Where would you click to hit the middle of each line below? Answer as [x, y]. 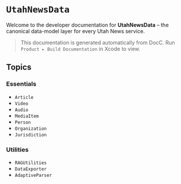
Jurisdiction [31, 135]
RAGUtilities [31, 163]
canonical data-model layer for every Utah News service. [75, 31]
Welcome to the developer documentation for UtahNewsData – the [88, 25]
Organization [31, 128]
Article [24, 97]
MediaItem [27, 116]
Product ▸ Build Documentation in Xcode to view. [80, 49]
